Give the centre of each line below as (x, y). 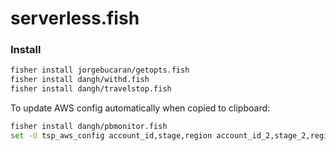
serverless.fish (75, 18)
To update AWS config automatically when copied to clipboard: (140, 108)
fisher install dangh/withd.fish (80, 80)
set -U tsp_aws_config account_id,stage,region (111, 135)
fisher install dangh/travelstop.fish (91, 89)
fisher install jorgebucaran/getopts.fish (100, 70)
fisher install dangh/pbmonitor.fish (89, 127)
